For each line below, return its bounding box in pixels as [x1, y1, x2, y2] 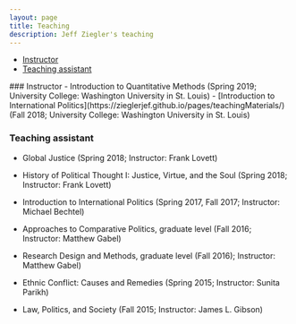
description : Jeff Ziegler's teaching [9, 30, 154, 38]
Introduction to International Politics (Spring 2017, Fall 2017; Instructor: [21, 196, 280, 207]
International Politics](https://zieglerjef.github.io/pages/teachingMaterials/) [9, 100, 285, 111]
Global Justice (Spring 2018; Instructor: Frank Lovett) [21, 152, 218, 163]
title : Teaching [9, 21, 70, 30]
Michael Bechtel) [21, 206, 85, 217]
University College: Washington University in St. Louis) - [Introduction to [9, 90, 275, 101]
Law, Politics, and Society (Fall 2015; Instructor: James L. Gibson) [21, 303, 264, 314]
